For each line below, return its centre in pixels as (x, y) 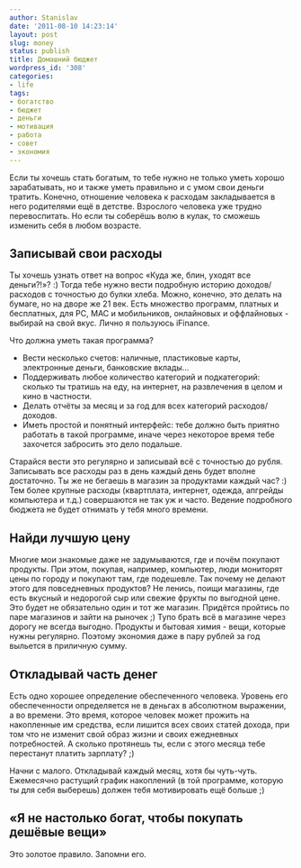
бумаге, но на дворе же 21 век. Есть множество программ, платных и (144, 304)
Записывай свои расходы (86, 254)
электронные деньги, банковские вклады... (106, 368)
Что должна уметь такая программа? (82, 341)
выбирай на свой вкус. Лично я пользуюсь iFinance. (110, 323)
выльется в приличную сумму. (68, 646)
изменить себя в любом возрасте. (75, 225)
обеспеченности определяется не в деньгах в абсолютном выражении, (148, 706)
